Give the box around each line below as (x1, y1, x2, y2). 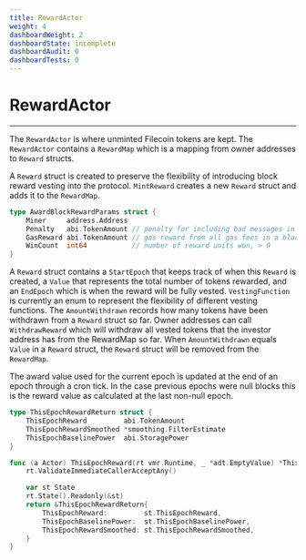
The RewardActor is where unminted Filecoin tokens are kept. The (9, 133, 253, 144)
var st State (25, 484, 76, 493)
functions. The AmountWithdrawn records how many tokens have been (9, 305, 269, 316)
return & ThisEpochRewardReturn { (25, 500, 148, 510)
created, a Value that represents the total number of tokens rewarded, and (9, 276, 287, 287)
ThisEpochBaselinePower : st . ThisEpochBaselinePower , (42, 516, 250, 526)
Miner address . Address (25, 216, 128, 225)
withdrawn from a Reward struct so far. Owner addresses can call (9, 315, 252, 326)
